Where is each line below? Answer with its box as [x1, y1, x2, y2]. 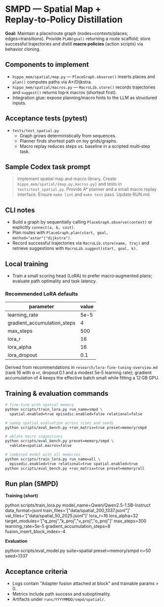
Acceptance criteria [5, 567, 68, 576]
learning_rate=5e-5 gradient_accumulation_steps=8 [5, 523, 111, 529]
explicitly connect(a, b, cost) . [12, 224, 75, 231]
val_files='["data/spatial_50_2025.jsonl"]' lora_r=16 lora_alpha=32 [5, 513, 138, 519]
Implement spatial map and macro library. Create [17, 176, 117, 182]
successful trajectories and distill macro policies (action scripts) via [5, 41, 143, 47]
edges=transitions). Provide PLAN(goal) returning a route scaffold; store [5, 36, 151, 42]
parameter [29, 303, 54, 310]
